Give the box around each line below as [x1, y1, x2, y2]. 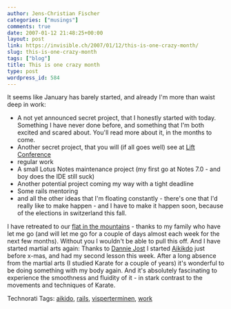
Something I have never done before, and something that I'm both [17, 121, 205, 130]
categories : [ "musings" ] [7, 17, 79, 23]
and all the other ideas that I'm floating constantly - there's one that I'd [17, 195, 219, 203]
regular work [17, 158, 54, 166]
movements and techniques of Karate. [7, 281, 116, 290]
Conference [17, 150, 52, 159]
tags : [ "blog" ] [7, 55, 51, 62]
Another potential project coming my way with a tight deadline [17, 180, 194, 188]
